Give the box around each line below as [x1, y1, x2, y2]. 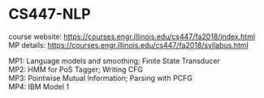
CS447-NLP [8, 5, 91, 23]
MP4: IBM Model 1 [8, 82, 69, 92]
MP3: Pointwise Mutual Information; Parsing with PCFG [8, 73, 193, 83]
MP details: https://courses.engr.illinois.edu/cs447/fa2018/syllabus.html [8, 40, 249, 49]
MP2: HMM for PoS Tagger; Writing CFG [8, 64, 144, 74]
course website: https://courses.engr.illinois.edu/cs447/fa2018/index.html [8, 32, 256, 41]
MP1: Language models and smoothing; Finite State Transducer [8, 56, 221, 66]
